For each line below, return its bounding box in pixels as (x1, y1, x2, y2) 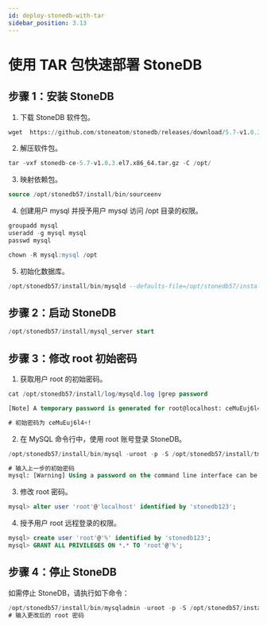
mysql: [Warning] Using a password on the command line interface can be (8, 472, 258, 480)
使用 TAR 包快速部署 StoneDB (8, 56, 203, 74)
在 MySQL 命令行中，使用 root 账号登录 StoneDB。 (19, 434, 187, 443)
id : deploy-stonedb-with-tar (8, 11, 105, 20)
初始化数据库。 (19, 266, 69, 276)
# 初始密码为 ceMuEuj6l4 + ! (8, 419, 91, 427)
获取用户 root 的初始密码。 (19, 374, 107, 384)
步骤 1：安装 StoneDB (8, 90, 114, 103)
